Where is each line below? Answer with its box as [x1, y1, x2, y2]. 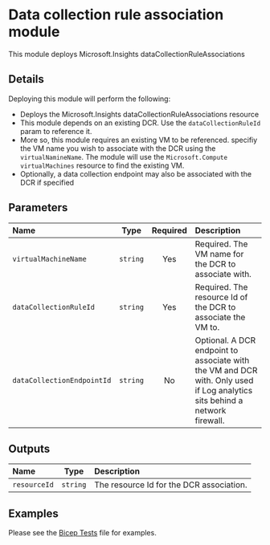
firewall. [194, 415, 225, 426]
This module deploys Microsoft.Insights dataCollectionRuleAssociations [8, 49, 245, 59]
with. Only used [194, 375, 254, 386]
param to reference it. [19, 126, 92, 136]
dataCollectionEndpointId [12, 376, 112, 384]
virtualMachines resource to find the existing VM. [19, 161, 185, 170]
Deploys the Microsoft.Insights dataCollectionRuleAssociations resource [19, 109, 260, 119]
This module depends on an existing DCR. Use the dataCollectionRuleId [19, 118, 261, 128]
